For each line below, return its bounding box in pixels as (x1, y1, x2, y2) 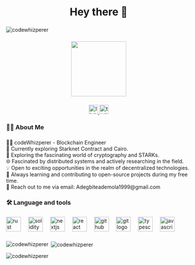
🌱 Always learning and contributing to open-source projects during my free (6, 170, 188, 178)
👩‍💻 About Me (6, 123, 44, 131)
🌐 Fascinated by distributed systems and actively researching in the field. (6, 157, 184, 165)
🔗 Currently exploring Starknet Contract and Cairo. (6, 145, 129, 152)
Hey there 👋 (69, 5, 128, 19)
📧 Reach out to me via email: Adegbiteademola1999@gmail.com (6, 183, 160, 190)
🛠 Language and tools (6, 198, 72, 206)
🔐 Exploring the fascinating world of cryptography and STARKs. (6, 151, 160, 158)
